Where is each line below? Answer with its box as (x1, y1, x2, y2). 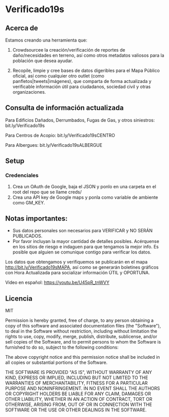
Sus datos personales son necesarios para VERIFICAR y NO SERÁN (12, 228, 153, 234)
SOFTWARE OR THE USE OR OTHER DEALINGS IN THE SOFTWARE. (5, 407, 147, 413)
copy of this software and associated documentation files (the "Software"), (5, 323, 161, 329)
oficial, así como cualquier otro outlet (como (12, 73, 104, 79)
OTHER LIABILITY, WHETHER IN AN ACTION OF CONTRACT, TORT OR (5, 396, 152, 402)
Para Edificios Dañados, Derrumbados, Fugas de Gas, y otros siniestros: (5, 117, 155, 123)
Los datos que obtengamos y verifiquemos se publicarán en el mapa (5, 259, 148, 265)
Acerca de (5, 24, 38, 32)
